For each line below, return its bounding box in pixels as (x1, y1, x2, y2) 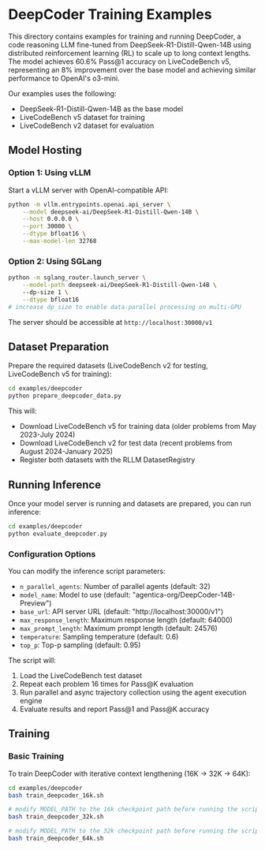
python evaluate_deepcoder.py (8, 530, 108, 538)
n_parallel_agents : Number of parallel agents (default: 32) (19, 581, 211, 591)
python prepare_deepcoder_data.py (8, 392, 122, 400)
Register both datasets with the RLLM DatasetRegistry (19, 455, 196, 464)
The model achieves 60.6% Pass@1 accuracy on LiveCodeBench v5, (8, 57, 232, 66)
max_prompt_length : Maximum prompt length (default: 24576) (19, 623, 218, 632)
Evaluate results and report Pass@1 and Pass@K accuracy (19, 704, 210, 714)
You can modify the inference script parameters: (8, 566, 166, 576)
